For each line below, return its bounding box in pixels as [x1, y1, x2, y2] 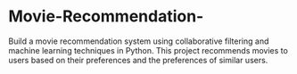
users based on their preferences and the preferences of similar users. [8, 54, 268, 65]
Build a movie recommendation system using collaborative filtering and [8, 36, 269, 46]
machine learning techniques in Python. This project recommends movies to [8, 45, 289, 55]
